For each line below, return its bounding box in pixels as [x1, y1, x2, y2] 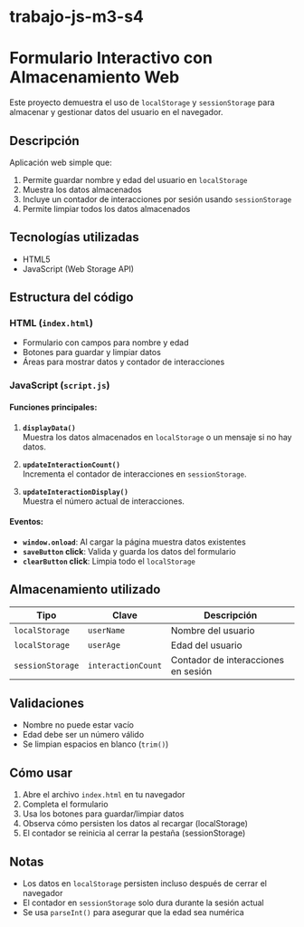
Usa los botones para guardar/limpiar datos [22, 808, 185, 819]
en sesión [170, 664, 213, 677]
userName [87, 625, 126, 635]
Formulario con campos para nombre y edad [22, 337, 189, 348]
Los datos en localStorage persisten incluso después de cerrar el [22, 878, 267, 889]
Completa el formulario [22, 799, 109, 810]
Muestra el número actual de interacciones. [22, 496, 185, 507]
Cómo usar [9, 765, 73, 780]
